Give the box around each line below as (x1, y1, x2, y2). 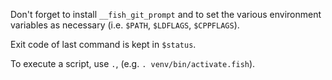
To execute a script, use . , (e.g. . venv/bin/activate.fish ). (10, 58, 256, 69)
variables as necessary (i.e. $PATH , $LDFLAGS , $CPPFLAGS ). (10, 19, 240, 31)
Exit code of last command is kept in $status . (10, 39, 197, 50)
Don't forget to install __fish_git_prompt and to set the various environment (10, 9, 322, 20)
